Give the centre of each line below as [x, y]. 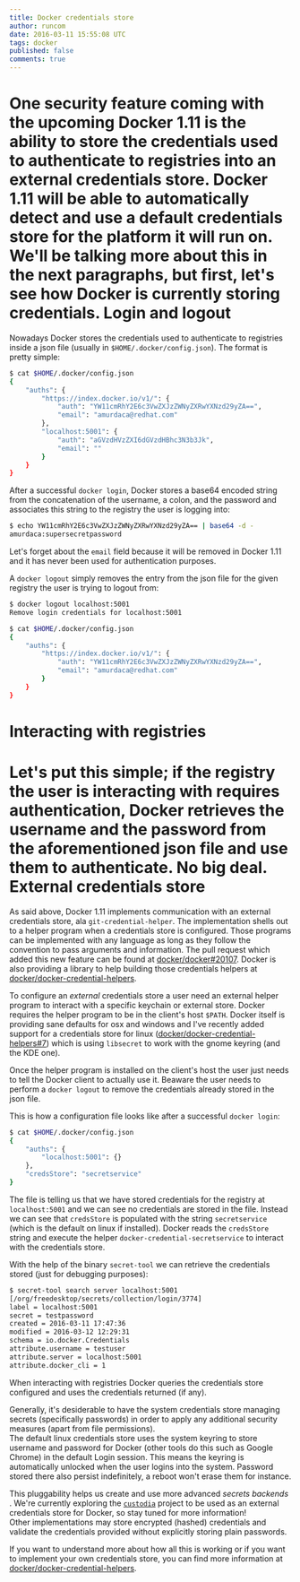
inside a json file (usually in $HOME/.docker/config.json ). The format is [139, 347]
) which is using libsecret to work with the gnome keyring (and [163, 1043]
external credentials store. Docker [139, 180]
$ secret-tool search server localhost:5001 [94, 1290]
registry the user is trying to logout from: [84, 588]
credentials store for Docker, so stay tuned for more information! [128, 1512]
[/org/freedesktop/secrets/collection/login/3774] [106, 1299]
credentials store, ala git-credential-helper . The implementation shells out [149, 921]
